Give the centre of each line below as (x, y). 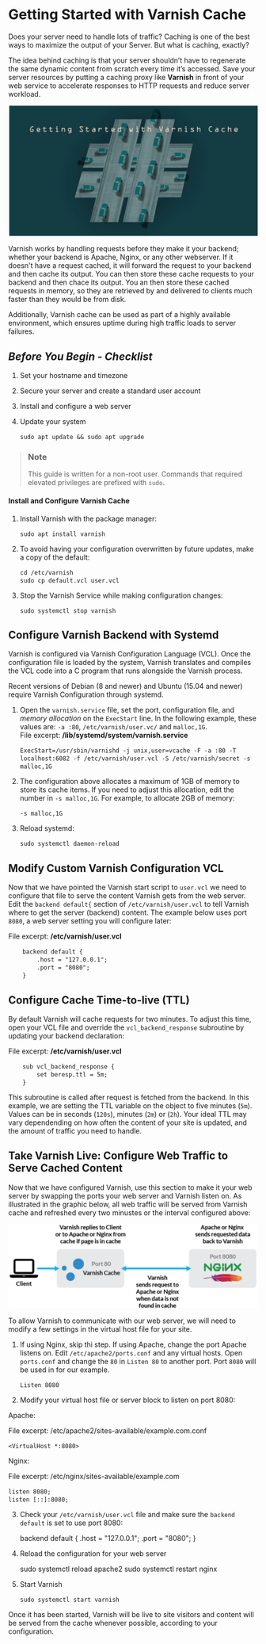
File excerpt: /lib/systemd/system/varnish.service (104, 736)
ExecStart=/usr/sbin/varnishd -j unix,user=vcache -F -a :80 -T (128, 751)
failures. (21, 331)
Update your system (53, 422)
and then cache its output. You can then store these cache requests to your (131, 274)
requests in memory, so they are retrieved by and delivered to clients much (131, 291)
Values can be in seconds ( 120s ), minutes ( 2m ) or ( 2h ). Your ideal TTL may (127, 1114)
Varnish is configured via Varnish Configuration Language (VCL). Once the (129, 654)
